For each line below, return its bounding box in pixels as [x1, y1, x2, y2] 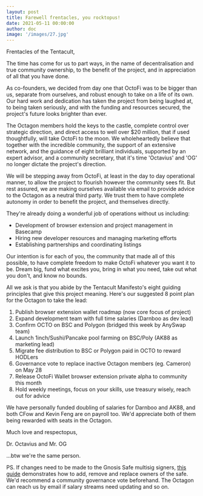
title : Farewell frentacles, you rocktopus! [6, 15, 121, 21]
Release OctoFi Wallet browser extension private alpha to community [15, 373, 188, 380]
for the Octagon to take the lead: [6, 297, 88, 304]
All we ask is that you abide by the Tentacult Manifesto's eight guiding [6, 284, 181, 291]
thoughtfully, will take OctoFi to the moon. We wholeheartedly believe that [6, 135, 191, 142]
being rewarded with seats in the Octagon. [6, 417, 113, 424]
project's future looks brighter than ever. [6, 110, 107, 118]
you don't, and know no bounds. [6, 272, 87, 280]
